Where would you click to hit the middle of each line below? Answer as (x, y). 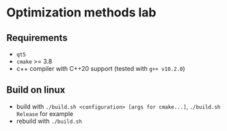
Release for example (44, 113)
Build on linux (36, 90)
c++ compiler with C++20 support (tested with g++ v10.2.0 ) (101, 69)
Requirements (37, 38)
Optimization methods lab (81, 13)
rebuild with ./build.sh (49, 121)
